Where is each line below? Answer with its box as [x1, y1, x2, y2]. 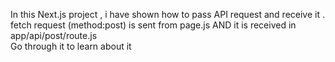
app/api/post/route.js [10, 30, 98, 41]
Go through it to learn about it [10, 40, 132, 52]
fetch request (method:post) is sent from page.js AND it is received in [10, 19, 297, 31]
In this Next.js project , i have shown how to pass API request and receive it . [10, 9, 325, 20]
